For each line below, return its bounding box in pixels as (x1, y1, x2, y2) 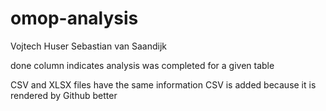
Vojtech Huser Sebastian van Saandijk (10, 40, 168, 52)
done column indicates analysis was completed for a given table (10, 59, 275, 71)
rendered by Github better (10, 89, 118, 101)
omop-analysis (10, 7, 139, 30)
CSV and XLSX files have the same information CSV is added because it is (10, 78, 317, 91)
